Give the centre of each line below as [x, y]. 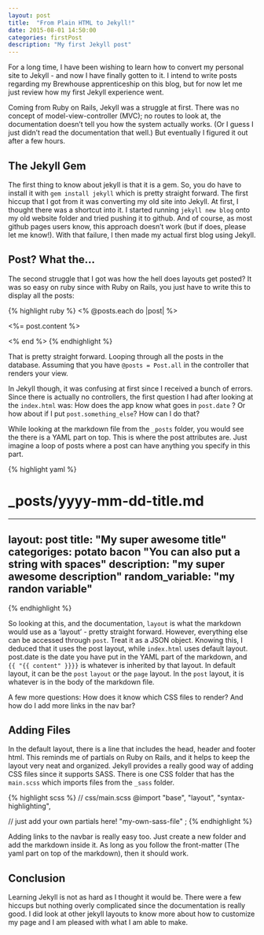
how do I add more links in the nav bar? [72, 705]
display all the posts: [41, 295]
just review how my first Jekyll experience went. [86, 92]
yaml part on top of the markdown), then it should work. [98, 853]
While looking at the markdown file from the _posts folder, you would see [126, 429]
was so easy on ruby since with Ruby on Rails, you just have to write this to [130, 287]
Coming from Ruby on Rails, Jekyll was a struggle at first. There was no [124, 108]
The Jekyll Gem [47, 166]
